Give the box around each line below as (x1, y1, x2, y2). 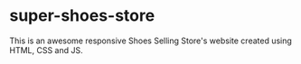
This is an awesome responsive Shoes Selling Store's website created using (9, 35, 292, 46)
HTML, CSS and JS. (9, 44, 83, 55)
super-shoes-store (9, 5, 155, 26)
